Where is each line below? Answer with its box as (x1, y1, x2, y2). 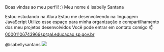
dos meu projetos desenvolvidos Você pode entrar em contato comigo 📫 (5, 25, 154, 30)
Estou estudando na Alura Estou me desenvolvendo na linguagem (5, 14, 138, 19)
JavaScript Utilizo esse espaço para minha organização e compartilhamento (5, 19, 160, 25)
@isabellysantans (5, 42, 41, 47)
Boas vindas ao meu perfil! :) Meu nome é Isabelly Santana (5, 4, 124, 10)
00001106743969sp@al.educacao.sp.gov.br (5, 31, 95, 37)
